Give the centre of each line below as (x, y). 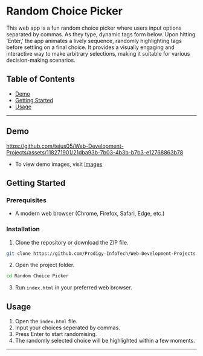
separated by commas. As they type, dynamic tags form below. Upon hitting (101, 34)
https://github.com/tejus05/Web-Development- (65, 146)
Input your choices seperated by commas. (68, 328)
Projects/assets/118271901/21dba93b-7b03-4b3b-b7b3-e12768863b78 (95, 152)
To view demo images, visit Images (59, 164)
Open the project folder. (45, 265)
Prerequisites (26, 200)
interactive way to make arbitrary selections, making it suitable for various (98, 53)
